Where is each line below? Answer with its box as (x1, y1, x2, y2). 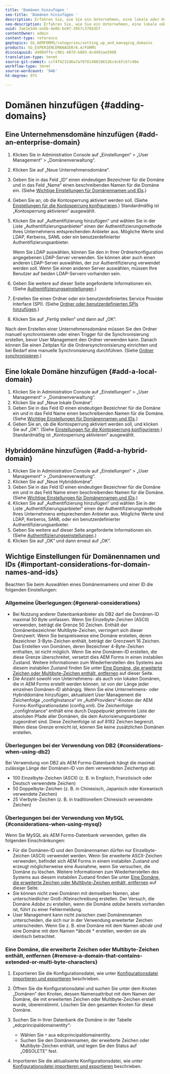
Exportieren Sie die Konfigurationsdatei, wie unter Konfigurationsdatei (12, 970, 158, 976)
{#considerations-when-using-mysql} (5, 821, 102, 828)
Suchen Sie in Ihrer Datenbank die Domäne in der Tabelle (12, 1016, 132, 1022)
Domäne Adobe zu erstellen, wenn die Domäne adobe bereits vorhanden (12, 901, 165, 907)
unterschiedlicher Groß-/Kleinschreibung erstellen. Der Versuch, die (12, 896, 155, 902)
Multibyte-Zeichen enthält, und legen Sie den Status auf (20, 1043, 137, 1049)
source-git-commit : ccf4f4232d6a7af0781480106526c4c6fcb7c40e (5, 59, 139, 64)
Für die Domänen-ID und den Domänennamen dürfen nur (12, 847, 133, 853)
